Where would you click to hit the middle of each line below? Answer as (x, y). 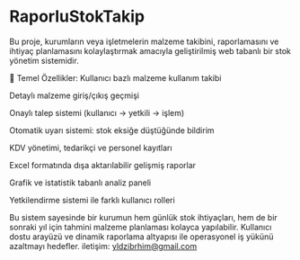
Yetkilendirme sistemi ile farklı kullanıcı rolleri (92, 200)
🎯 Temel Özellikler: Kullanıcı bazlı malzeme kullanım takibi (115, 77)
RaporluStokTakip (77, 17)
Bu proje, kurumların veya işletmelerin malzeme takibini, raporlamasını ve (144, 41)
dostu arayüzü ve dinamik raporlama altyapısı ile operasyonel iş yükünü (141, 237)
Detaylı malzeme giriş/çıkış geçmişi (74, 95)
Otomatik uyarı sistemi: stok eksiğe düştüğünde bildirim (112, 130)
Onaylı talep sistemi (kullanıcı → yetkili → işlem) (97, 112)
